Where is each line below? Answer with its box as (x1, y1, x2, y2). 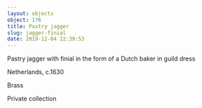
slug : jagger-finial (7, 29, 67, 36)
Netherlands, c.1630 (7, 68, 64, 76)
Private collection (7, 94, 57, 103)
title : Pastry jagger (7, 23, 70, 30)
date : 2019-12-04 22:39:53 (7, 36, 85, 43)
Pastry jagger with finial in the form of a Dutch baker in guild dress (7, 54, 196, 63)
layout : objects (7, 10, 54, 17)
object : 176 (7, 17, 41, 23)
